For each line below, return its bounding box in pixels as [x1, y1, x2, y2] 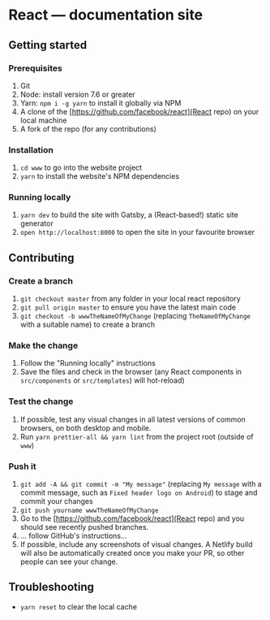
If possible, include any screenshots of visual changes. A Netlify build [19, 540, 253, 549]
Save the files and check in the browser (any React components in [19, 367, 242, 377]
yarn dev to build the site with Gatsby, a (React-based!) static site [19, 210, 239, 220]
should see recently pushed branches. [19, 522, 149, 532]
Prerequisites [8, 63, 62, 74]
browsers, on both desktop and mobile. [19, 423, 152, 432]
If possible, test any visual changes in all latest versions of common [19, 414, 246, 424]
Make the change [8, 340, 79, 351]
